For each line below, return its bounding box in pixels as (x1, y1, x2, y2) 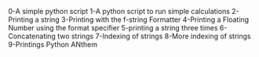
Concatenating (8, 31, 57, 41)
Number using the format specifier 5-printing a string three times (8, 23, 218, 32)
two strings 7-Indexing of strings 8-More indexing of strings (57, 31, 251, 41)
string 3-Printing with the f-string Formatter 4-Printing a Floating (40, 15, 250, 24)
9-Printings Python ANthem (8, 40, 98, 49)
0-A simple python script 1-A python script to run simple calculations (8, 7, 230, 16)
